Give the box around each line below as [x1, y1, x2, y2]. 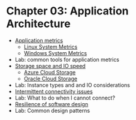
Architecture [6, 17, 71, 31]
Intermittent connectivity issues [14, 88, 93, 95]
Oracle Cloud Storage [23, 75, 78, 82]
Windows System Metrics [23, 49, 87, 56]
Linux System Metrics [23, 43, 78, 50]
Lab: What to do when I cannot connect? [14, 94, 116, 101]
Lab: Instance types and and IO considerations [14, 81, 131, 88]
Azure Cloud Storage [23, 68, 76, 76]
